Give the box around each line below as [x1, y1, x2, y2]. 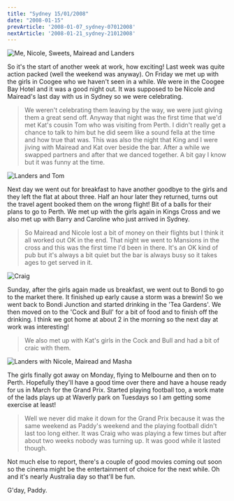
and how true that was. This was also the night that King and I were [24, 136, 219, 144]
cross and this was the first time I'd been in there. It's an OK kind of [24, 243, 219, 252]
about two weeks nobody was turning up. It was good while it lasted [24, 437, 221, 445]
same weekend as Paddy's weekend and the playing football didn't [24, 422, 217, 430]
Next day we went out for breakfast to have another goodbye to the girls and [7, 185, 228, 193]
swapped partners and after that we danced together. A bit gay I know [24, 151, 227, 159]
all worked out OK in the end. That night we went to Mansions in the [24, 236, 220, 245]
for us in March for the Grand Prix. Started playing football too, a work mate [7, 386, 225, 394]
